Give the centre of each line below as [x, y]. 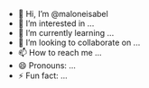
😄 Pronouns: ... [47, 66]
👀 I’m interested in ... [56, 23]
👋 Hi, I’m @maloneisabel [63, 14]
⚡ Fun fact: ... [42, 75]
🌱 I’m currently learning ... [66, 33]
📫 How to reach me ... [60, 53]
